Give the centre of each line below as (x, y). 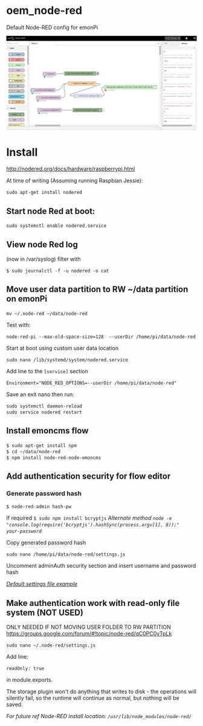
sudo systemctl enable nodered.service (56, 226)
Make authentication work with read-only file (93, 603)
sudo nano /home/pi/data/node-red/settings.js (66, 555)
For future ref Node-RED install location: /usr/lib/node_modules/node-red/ (99, 716)
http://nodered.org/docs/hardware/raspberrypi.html (71, 169)
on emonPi (27, 299)
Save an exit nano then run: (40, 394)
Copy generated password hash (46, 543)
